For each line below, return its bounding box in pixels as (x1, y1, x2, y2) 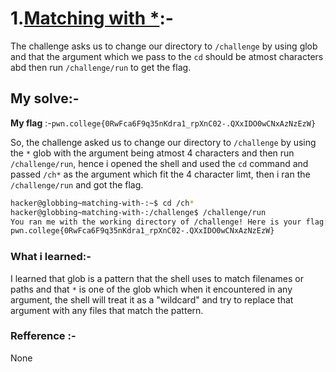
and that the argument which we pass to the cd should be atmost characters (10, 50, 324, 62)
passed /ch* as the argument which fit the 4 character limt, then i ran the (10, 168, 311, 180)
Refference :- (10, 329, 77, 343)
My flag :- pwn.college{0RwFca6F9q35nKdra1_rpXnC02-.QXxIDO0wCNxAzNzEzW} (10, 117, 317, 129)
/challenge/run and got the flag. (10, 178, 144, 191)
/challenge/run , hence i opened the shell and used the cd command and (10, 157, 309, 169)
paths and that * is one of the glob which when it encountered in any (10, 283, 293, 295)
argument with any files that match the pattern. (10, 304, 204, 316)
